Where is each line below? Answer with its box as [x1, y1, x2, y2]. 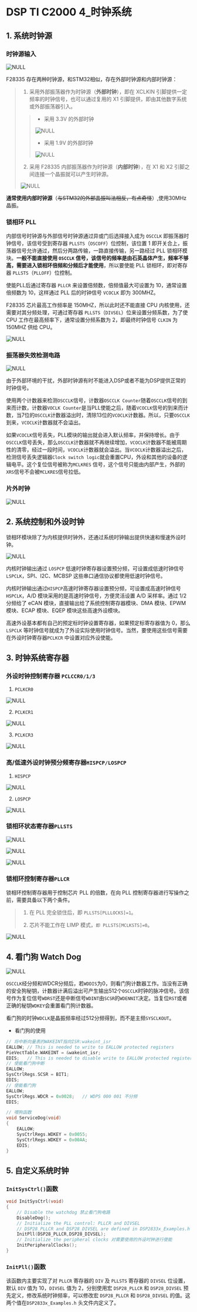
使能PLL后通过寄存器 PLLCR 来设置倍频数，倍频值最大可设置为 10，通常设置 [6, 282, 187, 289]
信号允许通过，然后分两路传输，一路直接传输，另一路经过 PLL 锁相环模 [16, 247, 188, 254]
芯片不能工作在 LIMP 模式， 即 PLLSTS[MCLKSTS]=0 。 [29, 922, 153, 929]
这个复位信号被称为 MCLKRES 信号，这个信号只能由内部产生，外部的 [26, 461, 186, 468]
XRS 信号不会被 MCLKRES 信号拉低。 [6, 469, 84, 476]
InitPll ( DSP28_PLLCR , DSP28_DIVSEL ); [16, 1231, 107, 1237]
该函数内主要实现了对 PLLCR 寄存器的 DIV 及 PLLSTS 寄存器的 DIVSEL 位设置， [6, 1277, 189, 1284]
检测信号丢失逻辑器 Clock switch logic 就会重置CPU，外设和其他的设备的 [6, 454, 183, 461]
